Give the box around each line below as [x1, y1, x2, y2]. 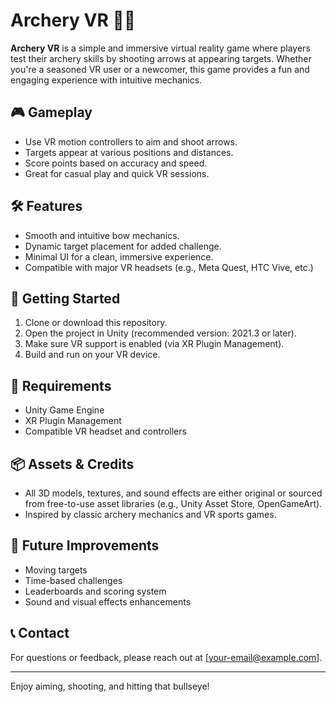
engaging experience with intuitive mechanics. [10, 74, 203, 86]
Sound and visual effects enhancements [24, 595, 192, 608]
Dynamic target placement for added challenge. [24, 240, 222, 252]
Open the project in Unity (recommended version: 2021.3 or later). [24, 327, 297, 339]
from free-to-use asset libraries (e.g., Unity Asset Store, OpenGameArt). [24, 498, 323, 509]
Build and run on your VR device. [24, 349, 161, 361]
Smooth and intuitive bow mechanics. [24, 229, 180, 241]
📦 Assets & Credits [10, 455, 135, 473]
